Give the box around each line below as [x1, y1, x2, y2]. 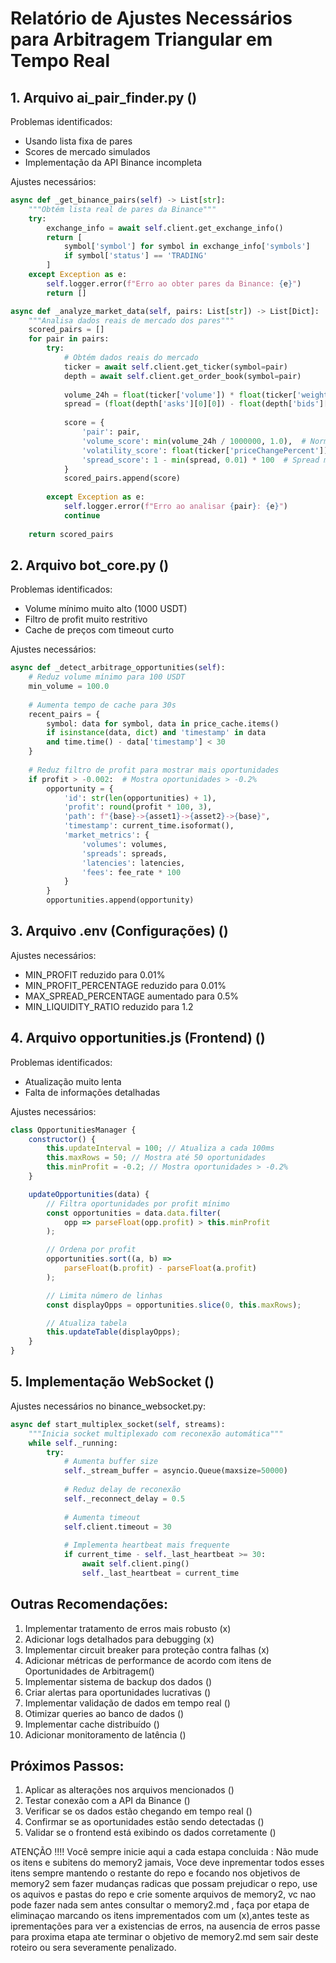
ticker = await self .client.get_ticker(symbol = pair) [63, 362, 288, 372]
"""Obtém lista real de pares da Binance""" [28, 204, 217, 214]
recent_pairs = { [28, 709, 101, 719]
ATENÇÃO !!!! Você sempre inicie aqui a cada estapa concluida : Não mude [10, 1846, 319, 1858]
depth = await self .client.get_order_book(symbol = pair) [63, 371, 302, 381]
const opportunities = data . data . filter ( [46, 1208, 222, 1218]
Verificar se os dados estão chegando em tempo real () [24, 1805, 253, 1817]
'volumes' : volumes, [81, 839, 168, 849]
